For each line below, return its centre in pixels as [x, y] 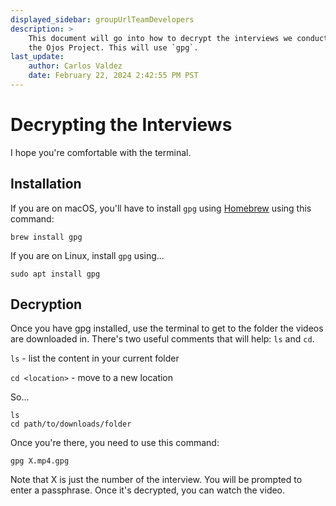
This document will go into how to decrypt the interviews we [160, 38]
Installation [46, 184]
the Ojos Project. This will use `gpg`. [113, 47]
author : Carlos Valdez [75, 66]
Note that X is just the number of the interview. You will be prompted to [156, 480]
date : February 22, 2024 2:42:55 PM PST [113, 76]
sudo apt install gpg [55, 274]
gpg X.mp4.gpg [40, 461]
